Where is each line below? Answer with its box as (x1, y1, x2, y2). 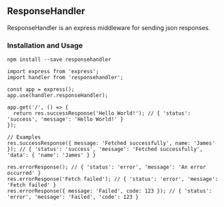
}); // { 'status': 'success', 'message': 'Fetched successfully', (7, 146, 204, 153)
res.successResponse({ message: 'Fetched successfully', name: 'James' (7, 140, 215, 147)
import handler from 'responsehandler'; (7, 74, 124, 81)
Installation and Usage (7, 40, 83, 50)
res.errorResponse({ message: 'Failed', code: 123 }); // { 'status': (7, 188, 212, 195)
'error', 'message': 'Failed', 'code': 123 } (7, 194, 139, 201)
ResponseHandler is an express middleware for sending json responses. (7, 23, 210, 31)
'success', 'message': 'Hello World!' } (7, 116, 124, 123)
